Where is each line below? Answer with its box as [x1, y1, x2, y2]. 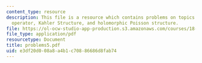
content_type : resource [6, 8, 66, 15]
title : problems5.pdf [6, 43, 61, 49]
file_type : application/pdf [6, 31, 77, 37]
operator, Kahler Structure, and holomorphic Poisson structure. [11, 20, 179, 26]
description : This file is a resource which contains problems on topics [6, 14, 195, 20]
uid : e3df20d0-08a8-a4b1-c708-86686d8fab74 [6, 48, 117, 54]
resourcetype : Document [6, 37, 66, 43]
